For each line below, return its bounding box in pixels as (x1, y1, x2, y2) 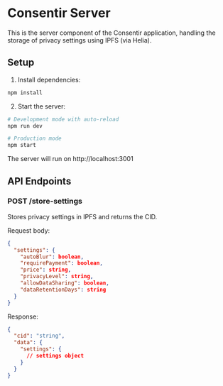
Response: (7, 312, 39, 321)
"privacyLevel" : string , (20, 273, 94, 280)
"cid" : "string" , (13, 332, 65, 340)
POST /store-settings (7, 197, 83, 206)
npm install (7, 89, 43, 96)
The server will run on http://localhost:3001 (7, 155, 134, 163)
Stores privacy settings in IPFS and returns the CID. (7, 212, 158, 221)
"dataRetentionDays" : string (20, 286, 107, 293)
